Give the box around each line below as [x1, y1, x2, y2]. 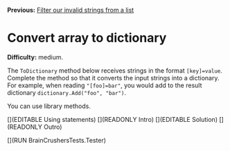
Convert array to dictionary [7, 30, 167, 46]
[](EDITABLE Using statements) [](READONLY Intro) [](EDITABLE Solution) [7, 115, 218, 123]
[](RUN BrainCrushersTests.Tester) [7, 136, 106, 144]
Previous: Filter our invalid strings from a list [7, 6, 134, 14]
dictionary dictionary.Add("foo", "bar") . [7, 88, 127, 96]
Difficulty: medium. [7, 53, 64, 61]
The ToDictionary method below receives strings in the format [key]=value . [7, 66, 223, 75]
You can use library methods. [7, 102, 91, 110]
